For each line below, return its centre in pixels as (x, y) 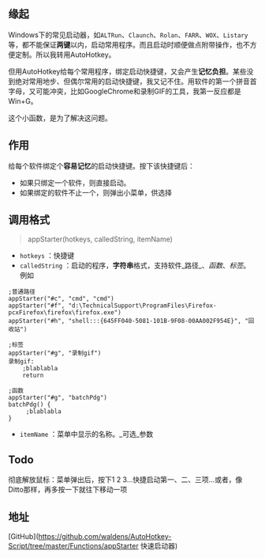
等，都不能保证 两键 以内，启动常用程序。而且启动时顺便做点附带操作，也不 (129, 44)
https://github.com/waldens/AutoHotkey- (105, 537)
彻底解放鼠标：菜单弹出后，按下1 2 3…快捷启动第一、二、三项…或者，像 (125, 480)
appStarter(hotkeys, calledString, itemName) (100, 239)
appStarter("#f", (37, 306)
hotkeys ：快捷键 (47, 256)
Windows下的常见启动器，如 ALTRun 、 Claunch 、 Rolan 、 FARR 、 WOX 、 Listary (128, 35)
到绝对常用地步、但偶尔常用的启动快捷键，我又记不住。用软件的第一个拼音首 (132, 81)
